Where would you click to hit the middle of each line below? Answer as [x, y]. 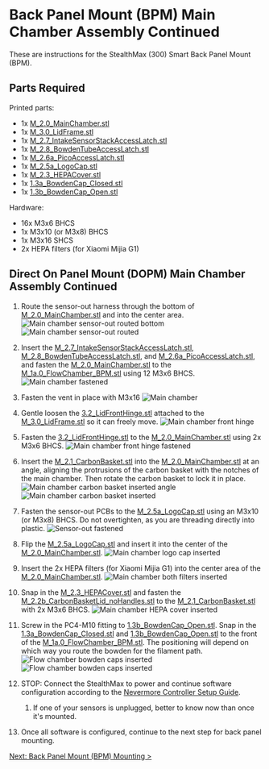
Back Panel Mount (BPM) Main [112, 15]
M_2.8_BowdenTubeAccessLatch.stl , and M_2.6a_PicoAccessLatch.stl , [138, 355]
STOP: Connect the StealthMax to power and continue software [126, 684]
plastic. [33, 528]
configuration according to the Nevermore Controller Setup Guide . [130, 692]
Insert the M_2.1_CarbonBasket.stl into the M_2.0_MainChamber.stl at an [140, 461]
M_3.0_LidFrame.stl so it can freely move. [89, 422]
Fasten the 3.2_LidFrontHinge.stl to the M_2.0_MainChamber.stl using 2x [141, 437]
